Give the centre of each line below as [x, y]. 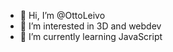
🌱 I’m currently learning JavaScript [91, 36]
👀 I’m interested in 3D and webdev [90, 26]
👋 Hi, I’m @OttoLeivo [62, 15]
